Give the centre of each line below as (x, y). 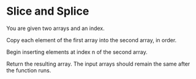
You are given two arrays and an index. (56, 28)
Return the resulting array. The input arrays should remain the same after (98, 64)
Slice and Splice (48, 11)
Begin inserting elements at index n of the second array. (77, 52)
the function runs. (29, 70)
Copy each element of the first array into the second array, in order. (92, 40)
